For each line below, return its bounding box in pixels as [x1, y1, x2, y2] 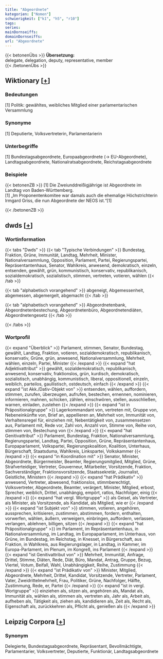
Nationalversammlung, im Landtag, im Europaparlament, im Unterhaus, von [5, 531, 156, 537]
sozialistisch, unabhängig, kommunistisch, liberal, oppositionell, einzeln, [5, 376, 149, 382]
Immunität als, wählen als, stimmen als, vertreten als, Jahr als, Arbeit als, [5, 593, 151, 599]
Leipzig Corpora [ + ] [5, 618, 66, 626]
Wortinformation [5, 236, 45, 242]
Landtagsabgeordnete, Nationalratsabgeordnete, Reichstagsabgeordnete [5, 159, 152, 165]
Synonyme [5, 120, 32, 127]
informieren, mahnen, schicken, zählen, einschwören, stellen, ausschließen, [5, 397, 157, 403]
